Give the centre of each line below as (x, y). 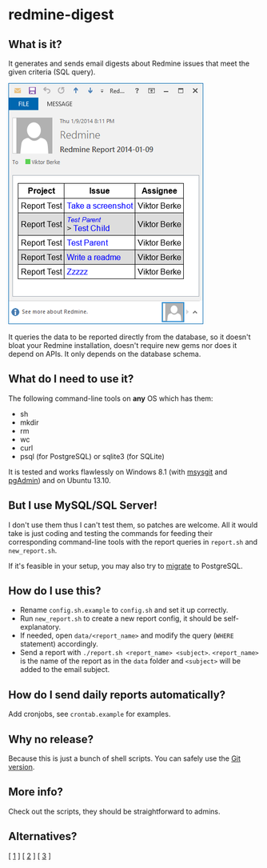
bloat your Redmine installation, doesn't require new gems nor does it (123, 345)
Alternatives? (43, 836)
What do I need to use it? (71, 379)
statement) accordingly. (59, 644)
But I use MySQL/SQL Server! (83, 506)
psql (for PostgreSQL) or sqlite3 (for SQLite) (92, 456)
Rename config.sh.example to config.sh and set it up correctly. (124, 610)
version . (22, 767)
